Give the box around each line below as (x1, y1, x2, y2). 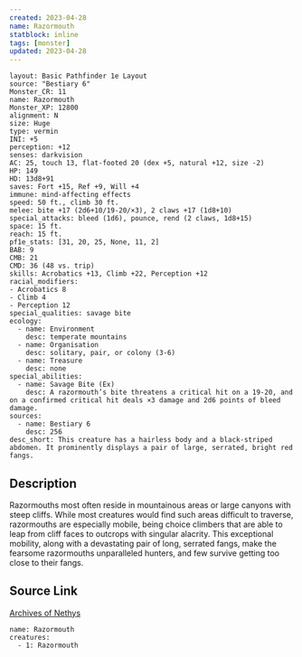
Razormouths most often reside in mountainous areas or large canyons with (9, 499, 291, 511)
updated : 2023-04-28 (9, 47, 88, 56)
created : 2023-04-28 (9, 13, 88, 23)
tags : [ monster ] (9, 38, 71, 48)
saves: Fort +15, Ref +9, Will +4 (9, 183, 140, 192)
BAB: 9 (9, 246, 34, 255)
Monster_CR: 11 (9, 88, 67, 97)
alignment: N (9, 111, 59, 120)
